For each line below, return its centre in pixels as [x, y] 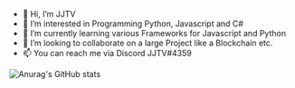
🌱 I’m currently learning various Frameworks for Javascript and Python [154, 33]
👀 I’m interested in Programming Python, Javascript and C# [133, 24]
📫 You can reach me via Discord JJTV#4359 [107, 53]
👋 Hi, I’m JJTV [49, 14]
